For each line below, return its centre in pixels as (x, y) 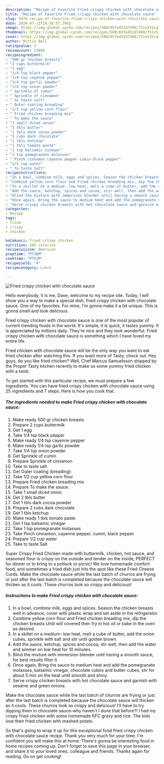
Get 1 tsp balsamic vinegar (39, 523)
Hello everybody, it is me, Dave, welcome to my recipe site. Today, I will (77, 295)
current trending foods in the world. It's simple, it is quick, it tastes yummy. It (82, 325)
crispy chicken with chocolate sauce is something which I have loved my (78, 336)
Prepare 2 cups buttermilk (39, 425)
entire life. (16, 341)
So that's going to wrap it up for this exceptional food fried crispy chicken (79, 730)
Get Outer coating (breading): (42, 471)
